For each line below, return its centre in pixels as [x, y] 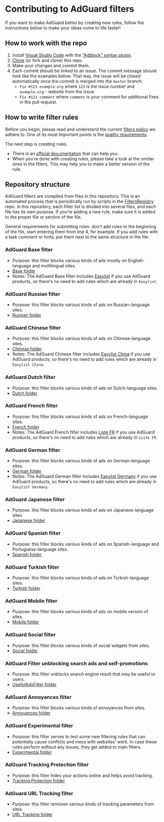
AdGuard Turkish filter [32, 567]
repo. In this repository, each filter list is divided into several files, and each [81, 206]
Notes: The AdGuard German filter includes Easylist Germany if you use [84, 476]
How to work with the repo [46, 43]
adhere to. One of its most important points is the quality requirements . [76, 134]
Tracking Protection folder [38, 780]
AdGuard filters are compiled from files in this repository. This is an [73, 196]
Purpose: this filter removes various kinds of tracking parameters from [83, 804]
